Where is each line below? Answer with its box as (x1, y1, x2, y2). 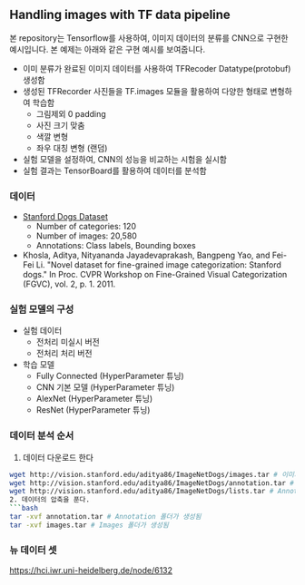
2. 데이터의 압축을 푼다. (9, 495, 91, 504)
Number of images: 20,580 (35, 230, 138, 241)
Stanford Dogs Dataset (22, 211, 109, 222)
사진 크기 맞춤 (35, 120, 85, 131)
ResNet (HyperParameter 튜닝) (35, 405, 151, 415)
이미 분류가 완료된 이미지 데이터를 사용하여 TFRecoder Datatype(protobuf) (22, 63, 291, 73)
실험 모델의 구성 (9, 303, 74, 316)
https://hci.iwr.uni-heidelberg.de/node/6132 (9, 565, 173, 576)
